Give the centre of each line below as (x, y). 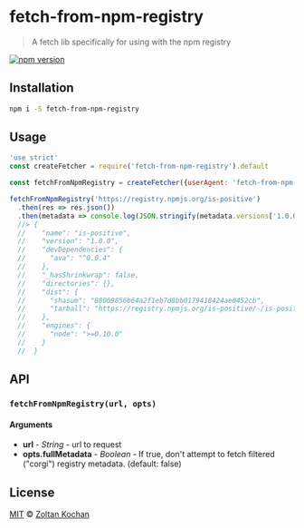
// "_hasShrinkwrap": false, (79, 275)
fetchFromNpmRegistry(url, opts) (83, 404)
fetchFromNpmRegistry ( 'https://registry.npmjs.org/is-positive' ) (135, 200)
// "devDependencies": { (71, 250)
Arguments (31, 425)
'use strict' (34, 158)
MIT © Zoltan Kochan (50, 514)
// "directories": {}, (66, 283)
